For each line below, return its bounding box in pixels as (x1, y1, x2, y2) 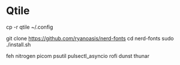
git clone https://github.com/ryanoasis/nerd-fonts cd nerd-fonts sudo (6, 35, 174, 42)
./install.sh (6, 41, 31, 48)
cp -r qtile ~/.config (6, 23, 53, 30)
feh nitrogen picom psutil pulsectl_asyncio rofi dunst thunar (6, 52, 150, 59)
